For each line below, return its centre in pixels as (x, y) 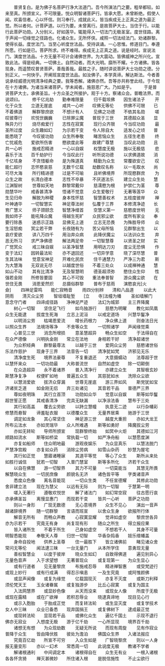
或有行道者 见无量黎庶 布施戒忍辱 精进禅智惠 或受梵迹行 (86, 566)
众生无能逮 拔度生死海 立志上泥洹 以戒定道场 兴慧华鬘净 (77, 314)
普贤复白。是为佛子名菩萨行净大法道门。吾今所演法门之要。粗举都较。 (84, 7)
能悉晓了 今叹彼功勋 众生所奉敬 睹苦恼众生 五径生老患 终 (82, 136)
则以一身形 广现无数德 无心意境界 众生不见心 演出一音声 (86, 505)
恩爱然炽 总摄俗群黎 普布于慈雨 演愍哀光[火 (91, 284)
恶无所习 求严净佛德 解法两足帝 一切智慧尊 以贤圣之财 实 (82, 241)
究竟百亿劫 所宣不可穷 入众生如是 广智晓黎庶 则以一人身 (86, 640)
